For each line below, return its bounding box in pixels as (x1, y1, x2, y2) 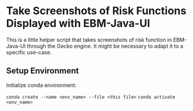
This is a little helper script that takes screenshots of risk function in (6, 36, 172, 43)
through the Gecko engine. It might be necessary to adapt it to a (26, 43, 183, 50)
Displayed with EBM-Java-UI (6, 17, 150, 30)
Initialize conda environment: (6, 81, 77, 89)
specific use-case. (6, 48, 52, 56)
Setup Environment (6, 66, 79, 76)
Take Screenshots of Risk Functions (6, 4, 187, 18)
